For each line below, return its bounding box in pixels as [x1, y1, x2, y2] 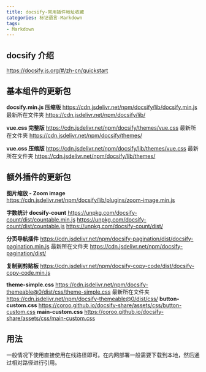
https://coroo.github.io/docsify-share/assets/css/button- [38, 301, 182, 309]
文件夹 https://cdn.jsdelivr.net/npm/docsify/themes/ [11, 132, 143, 139]
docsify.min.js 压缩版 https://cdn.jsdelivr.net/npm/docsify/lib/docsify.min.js [6, 103, 197, 111]
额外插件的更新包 [6, 172, 71, 182]
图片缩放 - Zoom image [6, 189, 66, 196]
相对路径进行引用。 [11, 359, 60, 366]
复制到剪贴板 [6, 262, 39, 269]
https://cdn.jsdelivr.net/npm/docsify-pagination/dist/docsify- [39, 235, 194, 242]
